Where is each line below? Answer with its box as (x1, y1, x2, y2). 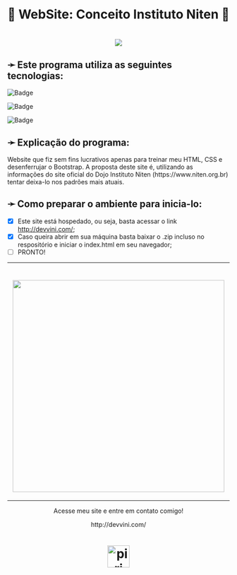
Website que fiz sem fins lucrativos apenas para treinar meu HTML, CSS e (7, 155, 223, 163)
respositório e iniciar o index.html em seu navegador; (17, 240, 172, 249)
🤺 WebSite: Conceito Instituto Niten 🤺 (7, 6, 230, 23)
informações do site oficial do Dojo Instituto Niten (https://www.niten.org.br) (7, 170, 229, 179)
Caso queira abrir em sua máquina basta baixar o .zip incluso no (17, 232, 205, 241)
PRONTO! (17, 247, 46, 256)
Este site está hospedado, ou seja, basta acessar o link (17, 217, 178, 225)
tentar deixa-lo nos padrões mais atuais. (7, 178, 125, 186)
